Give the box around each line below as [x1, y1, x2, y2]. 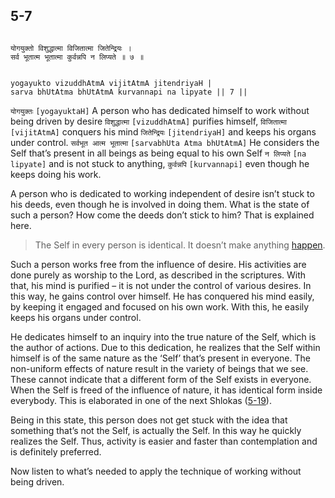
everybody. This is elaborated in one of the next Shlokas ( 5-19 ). [10, 394, 272, 406]
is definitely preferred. [10, 445, 102, 458]
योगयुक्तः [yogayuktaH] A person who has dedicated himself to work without [10, 104, 310, 116]
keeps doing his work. [10, 168, 102, 180]
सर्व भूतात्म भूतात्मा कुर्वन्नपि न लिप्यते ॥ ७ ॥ [10, 52, 145, 62]
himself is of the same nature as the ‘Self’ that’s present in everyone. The [10, 352, 311, 364]
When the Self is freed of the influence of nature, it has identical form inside [10, 384, 323, 396]
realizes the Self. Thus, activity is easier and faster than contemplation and [10, 435, 318, 447]
